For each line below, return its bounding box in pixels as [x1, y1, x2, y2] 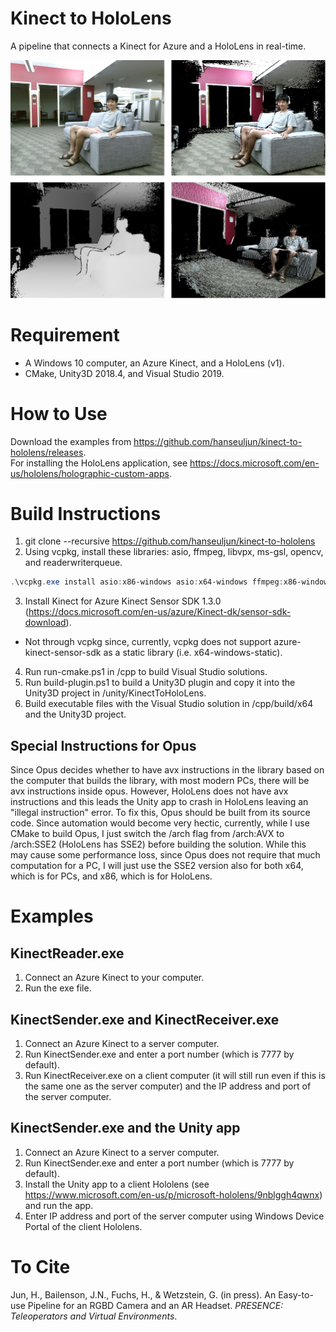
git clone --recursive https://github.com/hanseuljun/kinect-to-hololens [24, 535, 316, 547]
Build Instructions [10, 502, 162, 525]
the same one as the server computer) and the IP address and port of [24, 1080, 312, 1092]
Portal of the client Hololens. [24, 1220, 143, 1232]
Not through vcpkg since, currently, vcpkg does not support [24, 636, 272, 648]
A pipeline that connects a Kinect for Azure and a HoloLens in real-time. [10, 40, 307, 52]
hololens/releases [10, 446, 84, 458]
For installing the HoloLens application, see [10, 457, 188, 469]
